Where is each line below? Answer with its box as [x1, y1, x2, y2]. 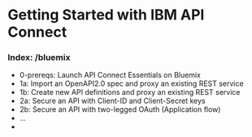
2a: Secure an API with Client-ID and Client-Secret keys [19, 96, 206, 106]
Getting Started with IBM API [7, 6, 205, 24]
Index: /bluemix [7, 52, 71, 63]
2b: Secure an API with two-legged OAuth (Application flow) [19, 105, 221, 114]
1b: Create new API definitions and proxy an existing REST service [19, 88, 241, 97]
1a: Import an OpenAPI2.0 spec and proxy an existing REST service [19, 79, 245, 88]
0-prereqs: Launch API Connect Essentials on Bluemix [19, 71, 201, 80]
